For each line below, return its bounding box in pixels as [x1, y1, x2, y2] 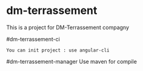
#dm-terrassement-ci [6, 35, 61, 42]
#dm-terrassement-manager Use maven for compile [6, 58, 138, 65]
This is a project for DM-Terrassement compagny [6, 24, 129, 31]
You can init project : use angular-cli [6, 47, 110, 53]
